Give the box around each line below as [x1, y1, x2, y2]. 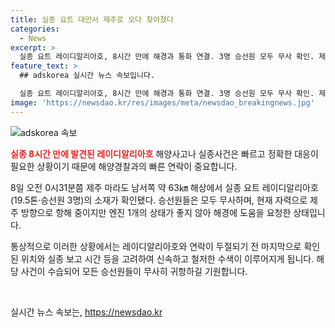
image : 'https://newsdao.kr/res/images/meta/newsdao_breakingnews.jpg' [10, 97, 315, 108]
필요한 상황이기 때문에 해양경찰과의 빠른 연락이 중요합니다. [10, 160, 238, 172]
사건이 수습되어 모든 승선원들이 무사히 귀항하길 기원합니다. [20, 265, 248, 277]
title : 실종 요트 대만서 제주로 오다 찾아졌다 [10, 14, 174, 25]
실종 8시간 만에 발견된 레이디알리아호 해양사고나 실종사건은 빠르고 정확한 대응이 [10, 147, 319, 160]
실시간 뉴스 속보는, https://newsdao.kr [10, 306, 163, 318]
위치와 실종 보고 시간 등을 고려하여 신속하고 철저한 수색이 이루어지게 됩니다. [20, 252, 315, 265]
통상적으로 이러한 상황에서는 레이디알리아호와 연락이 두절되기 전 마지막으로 [10, 240, 302, 252]
